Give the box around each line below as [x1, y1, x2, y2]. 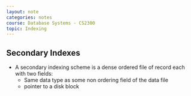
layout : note [6, 8, 39, 15]
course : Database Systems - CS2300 [6, 20, 95, 26]
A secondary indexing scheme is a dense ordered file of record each [14, 64, 185, 71]
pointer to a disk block [23, 83, 79, 90]
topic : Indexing [6, 25, 47, 32]
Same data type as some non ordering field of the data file [23, 76, 169, 84]
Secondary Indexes [6, 47, 80, 58]
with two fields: [14, 70, 53, 77]
